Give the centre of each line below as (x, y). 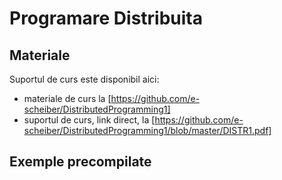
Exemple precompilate (80, 162)
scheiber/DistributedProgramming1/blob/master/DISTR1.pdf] (147, 130)
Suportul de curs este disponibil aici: (84, 79)
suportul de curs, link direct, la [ (89, 120)
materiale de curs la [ (67, 98)
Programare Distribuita (106, 18)
